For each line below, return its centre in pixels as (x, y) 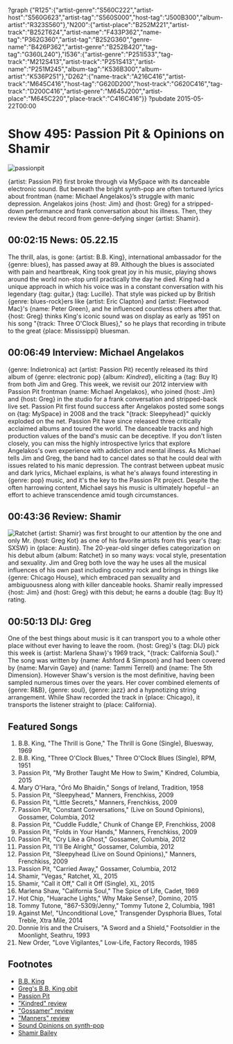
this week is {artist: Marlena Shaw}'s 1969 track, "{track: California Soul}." (113, 653)
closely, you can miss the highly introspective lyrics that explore (99, 443)
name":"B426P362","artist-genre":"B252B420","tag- (83, 47)
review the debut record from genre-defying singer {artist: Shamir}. (104, 218)
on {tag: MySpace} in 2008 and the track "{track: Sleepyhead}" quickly (110, 413)
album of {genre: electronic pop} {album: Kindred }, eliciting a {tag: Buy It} (113, 376)
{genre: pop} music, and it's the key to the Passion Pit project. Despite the (113, 480)
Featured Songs (43, 726)
